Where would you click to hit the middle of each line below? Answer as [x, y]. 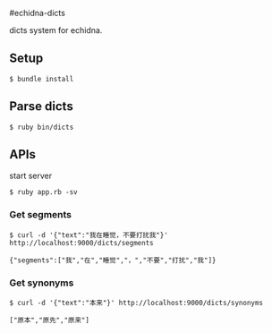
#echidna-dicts [37, 13]
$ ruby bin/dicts [42, 127]
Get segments [41, 215]
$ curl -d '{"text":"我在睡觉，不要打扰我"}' [89, 235]
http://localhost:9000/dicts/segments [81, 243]
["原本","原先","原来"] [49, 320]
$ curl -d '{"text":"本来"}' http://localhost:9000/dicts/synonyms [136, 303]
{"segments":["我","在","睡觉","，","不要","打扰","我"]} [113, 260]
